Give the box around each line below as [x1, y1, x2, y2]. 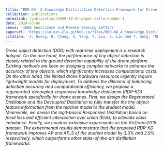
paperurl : [5, 30, 26, 34]
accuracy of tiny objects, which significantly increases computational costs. [5, 68, 158, 74]
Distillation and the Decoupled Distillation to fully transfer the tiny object [5, 99, 149, 105]
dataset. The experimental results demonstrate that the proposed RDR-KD [5, 125, 154, 131]
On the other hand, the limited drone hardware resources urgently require [5, 73, 152, 79]
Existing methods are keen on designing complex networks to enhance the [5, 63, 155, 68]
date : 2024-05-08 [5, 20, 41, 26]
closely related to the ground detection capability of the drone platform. [5, 58, 149, 64]
